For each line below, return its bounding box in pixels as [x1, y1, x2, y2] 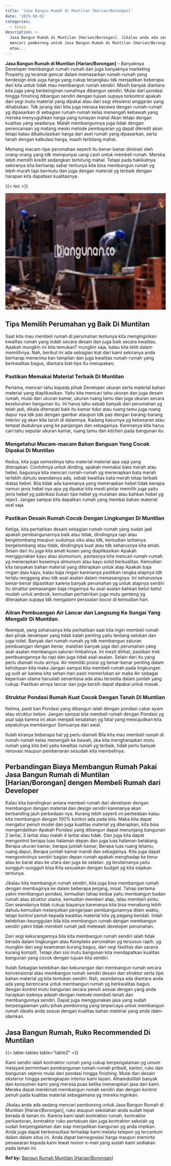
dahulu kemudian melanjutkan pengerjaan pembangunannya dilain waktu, [5, 907, 160, 913]
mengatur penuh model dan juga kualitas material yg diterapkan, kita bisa [5, 821, 159, 827]
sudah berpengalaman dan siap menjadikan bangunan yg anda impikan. [5, 1123, 156, 1130]
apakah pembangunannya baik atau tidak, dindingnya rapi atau [5, 531, 137, 537]
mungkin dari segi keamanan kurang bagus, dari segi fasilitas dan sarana [5, 944, 159, 950]
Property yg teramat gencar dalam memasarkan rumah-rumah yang [5, 71, 148, 77]
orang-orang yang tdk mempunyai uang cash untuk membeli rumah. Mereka [5, 151, 165, 157]
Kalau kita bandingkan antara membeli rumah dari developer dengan [5, 800, 149, 806]
